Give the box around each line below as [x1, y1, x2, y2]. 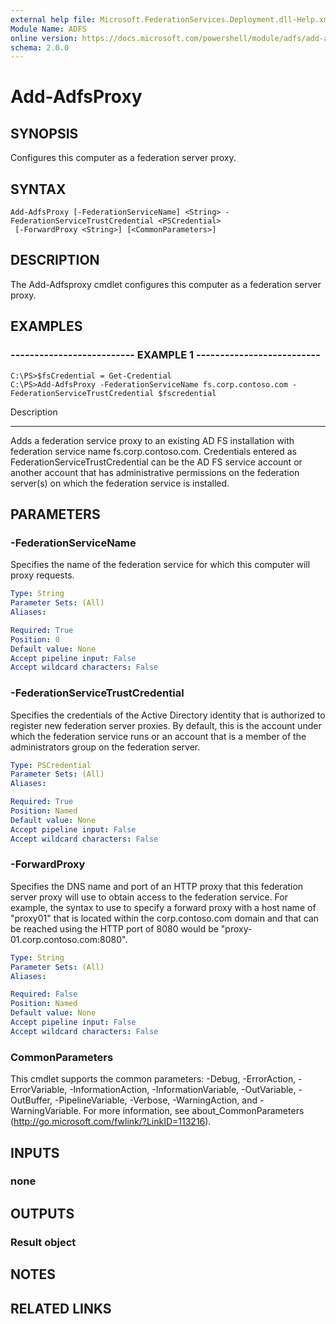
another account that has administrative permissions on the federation [10, 466, 300, 478]
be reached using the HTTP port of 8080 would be [10, 922, 219, 935]
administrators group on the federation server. [10, 741, 201, 753]
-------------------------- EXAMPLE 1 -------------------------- [10, 348, 321, 362]
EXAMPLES [10, 318, 83, 335]
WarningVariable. [10, 1105, 82, 1117]
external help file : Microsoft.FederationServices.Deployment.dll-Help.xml [10, 14, 333, 25]
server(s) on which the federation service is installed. [10, 477, 230, 489]
